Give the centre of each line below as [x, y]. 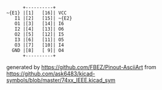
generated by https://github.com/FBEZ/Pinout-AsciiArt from [82, 67]
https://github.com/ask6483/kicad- [51, 73]
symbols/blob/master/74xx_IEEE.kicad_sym [61, 80]
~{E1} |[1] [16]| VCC [37, 13]
